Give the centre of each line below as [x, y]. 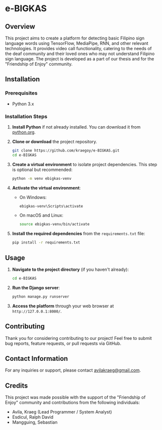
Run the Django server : [36, 287]
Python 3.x [23, 104]
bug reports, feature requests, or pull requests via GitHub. [63, 343]
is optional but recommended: [42, 169]
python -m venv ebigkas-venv [42, 178]
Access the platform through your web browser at [63, 306]
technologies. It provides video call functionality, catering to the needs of [79, 48]
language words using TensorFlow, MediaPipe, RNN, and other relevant [77, 43]
